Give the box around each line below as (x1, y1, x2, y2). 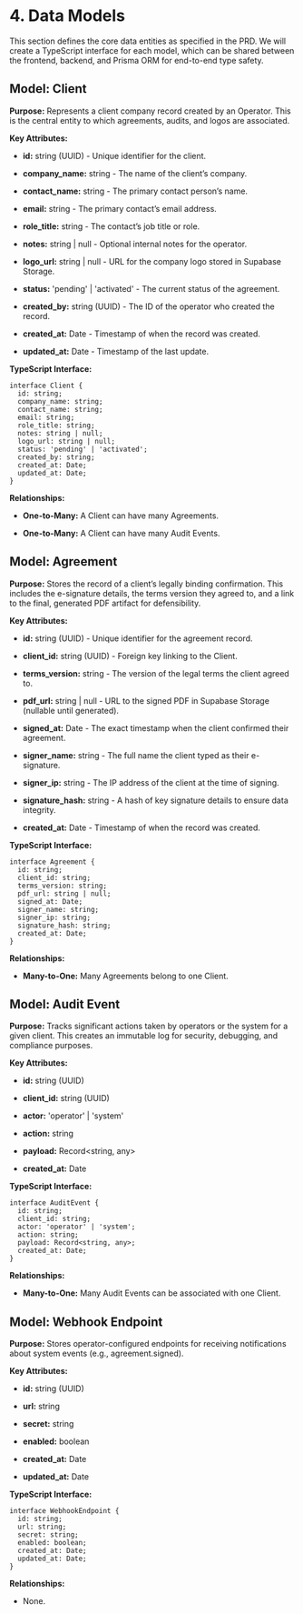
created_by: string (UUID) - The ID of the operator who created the (22, 301, 275, 312)
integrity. (22, 804, 56, 815)
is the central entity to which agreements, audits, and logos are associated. (9, 115, 290, 125)
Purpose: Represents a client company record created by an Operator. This (9, 105, 292, 116)
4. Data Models (9, 5, 125, 26)
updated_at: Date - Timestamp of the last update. (22, 346, 210, 356)
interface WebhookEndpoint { (9, 1507, 120, 1516)
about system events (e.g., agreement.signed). (9, 1348, 184, 1359)
